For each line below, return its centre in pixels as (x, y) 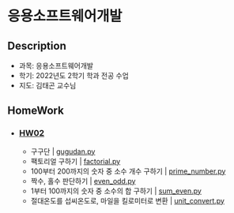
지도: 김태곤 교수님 (47, 85)
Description (37, 45)
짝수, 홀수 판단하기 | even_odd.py (83, 181)
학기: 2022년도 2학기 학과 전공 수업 (74, 75)
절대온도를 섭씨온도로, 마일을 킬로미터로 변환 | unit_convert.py (127, 200)
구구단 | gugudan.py (63, 151)
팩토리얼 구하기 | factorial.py (75, 161)
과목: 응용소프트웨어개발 (56, 65)
